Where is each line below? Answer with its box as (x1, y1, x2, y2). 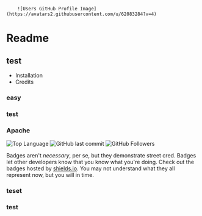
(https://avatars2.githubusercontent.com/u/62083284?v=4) (6, 11, 157, 17)
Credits (15, 78, 34, 85)
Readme (6, 31, 49, 45)
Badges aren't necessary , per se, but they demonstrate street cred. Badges (6, 152, 197, 159)
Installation (15, 72, 43, 79)
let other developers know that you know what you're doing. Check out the (6, 159, 194, 166)
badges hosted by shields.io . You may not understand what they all (6, 165, 175, 172)
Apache (6, 126, 31, 134)
